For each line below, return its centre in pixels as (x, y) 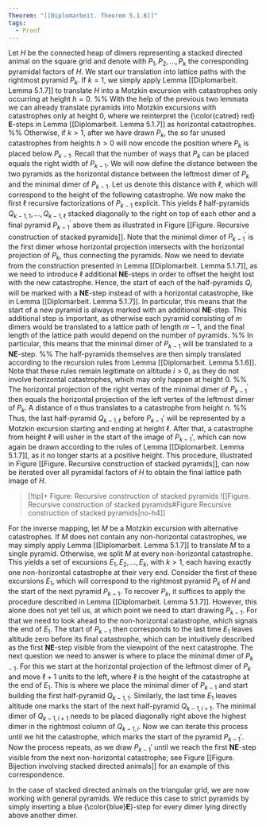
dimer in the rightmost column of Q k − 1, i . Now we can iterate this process (128, 728)
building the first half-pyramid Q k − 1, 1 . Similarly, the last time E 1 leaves (123, 696)
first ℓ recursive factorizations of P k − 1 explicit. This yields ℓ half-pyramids (129, 204)
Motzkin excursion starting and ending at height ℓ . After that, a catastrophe (131, 428)
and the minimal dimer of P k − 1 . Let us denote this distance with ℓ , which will (133, 185)
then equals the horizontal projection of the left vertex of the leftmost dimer (131, 399)
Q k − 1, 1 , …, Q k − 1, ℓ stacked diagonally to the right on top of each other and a (132, 214)
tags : (17, 23)
